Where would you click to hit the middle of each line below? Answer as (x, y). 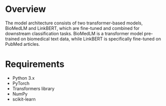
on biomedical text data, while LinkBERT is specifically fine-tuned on (91, 39)
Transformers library (33, 89)
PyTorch (21, 83)
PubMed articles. (23, 44)
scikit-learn (24, 99)
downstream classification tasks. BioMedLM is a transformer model (74, 33)
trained (12, 39)
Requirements (35, 64)
